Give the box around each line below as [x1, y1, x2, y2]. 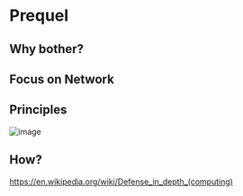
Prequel [9, 5, 69, 26]
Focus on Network [9, 71, 114, 86]
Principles [9, 102, 67, 118]
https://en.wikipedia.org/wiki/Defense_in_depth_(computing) [9, 176, 234, 187]
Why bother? [9, 41, 84, 57]
